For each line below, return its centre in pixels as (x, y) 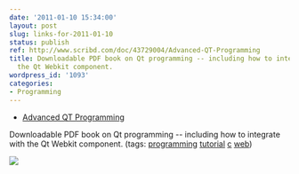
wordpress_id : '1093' (49, 75)
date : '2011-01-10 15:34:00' (63, 17)
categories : (31, 83)
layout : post (33, 26)
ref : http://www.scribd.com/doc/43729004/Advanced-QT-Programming (135, 51)
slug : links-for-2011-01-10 (61, 34)
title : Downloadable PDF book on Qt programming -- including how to (141, 59)
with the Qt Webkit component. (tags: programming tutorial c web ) (131, 144)
